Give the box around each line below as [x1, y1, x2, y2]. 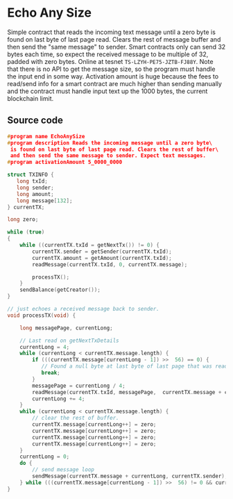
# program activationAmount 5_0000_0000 [7, 158, 123, 166]
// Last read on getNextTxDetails [19, 337, 119, 344]
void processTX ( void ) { [7, 311, 76, 319]
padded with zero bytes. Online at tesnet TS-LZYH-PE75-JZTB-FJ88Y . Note [7, 57, 214, 65]
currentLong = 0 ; [19, 453, 70, 460]
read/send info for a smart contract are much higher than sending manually [7, 79, 222, 88]
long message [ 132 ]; [16, 197, 73, 204]
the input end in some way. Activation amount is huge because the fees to [7, 72, 219, 81]
